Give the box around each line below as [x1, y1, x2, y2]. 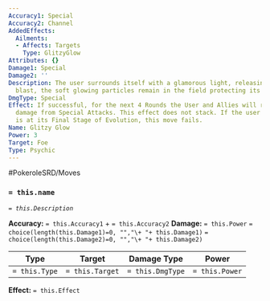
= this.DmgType [127, 266, 186, 275]
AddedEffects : [8, 26, 56, 35]
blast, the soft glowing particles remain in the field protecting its [15, 86, 261, 95]
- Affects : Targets [15, 42, 81, 50]
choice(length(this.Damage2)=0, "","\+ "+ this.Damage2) [8, 235, 203, 243]
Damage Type [128, 253, 183, 264]
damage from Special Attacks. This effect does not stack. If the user [15, 109, 261, 117]
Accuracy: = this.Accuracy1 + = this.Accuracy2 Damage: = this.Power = [8, 218, 253, 228]
